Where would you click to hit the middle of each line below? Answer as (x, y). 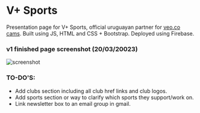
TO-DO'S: (21, 78)
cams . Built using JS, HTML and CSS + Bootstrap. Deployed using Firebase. (100, 33)
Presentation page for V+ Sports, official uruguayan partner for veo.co (93, 27)
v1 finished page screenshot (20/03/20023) (72, 49)
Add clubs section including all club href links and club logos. (91, 91)
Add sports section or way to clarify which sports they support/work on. (104, 97)
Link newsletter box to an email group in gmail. (73, 103)
